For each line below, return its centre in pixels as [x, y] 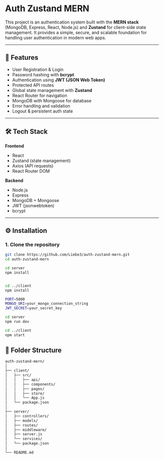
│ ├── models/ [21, 421]
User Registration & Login [38, 69]
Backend [14, 180]
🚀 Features [22, 57]
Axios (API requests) [33, 166]
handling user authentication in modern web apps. [56, 38]
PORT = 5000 [15, 299]
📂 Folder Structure [33, 350]
